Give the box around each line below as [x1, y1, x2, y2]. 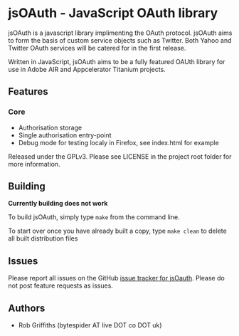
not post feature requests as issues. [8, 281, 113, 290]
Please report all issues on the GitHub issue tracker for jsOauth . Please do [8, 274, 225, 283]
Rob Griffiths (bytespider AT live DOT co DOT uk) [18, 321, 162, 330]
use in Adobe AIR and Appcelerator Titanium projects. [8, 65, 166, 73]
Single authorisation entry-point [18, 130, 112, 140]
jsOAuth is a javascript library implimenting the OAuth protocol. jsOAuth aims [8, 28, 233, 37]
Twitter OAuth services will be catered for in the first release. [8, 43, 186, 52]
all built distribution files [8, 234, 78, 243]
